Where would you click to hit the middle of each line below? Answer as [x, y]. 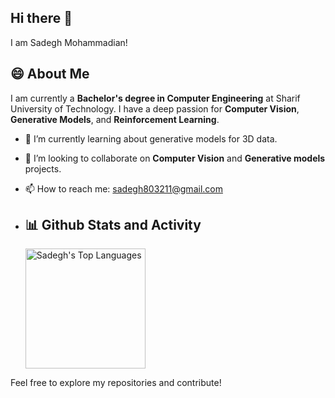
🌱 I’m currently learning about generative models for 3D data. [151, 138]
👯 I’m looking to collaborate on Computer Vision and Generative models [175, 158]
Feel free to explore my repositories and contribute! [116, 383]
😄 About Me [50, 74]
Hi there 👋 [41, 18]
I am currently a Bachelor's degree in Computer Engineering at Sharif [155, 98]
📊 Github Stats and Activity [113, 225]
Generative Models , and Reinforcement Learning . [115, 119]
